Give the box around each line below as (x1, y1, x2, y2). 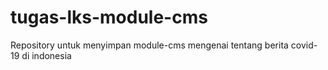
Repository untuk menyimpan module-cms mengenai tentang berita (10, 39, 289, 51)
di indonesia (21, 49, 72, 61)
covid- (290, 39, 318, 51)
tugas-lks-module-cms (10, 6, 208, 29)
